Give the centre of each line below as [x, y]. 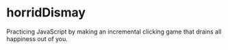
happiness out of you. [37, 38]
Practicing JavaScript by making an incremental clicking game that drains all [114, 32]
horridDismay [46, 13]
